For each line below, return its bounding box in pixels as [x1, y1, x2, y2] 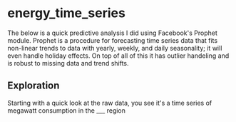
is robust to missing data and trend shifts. [7, 59, 130, 67]
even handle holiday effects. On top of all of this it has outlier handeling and [7, 51, 230, 60]
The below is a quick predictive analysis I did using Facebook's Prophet [7, 29, 217, 37]
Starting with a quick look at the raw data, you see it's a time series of [7, 98, 212, 107]
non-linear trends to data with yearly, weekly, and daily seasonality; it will [7, 44, 222, 52]
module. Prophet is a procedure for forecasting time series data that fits [7, 36, 218, 44]
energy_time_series [7, 5, 126, 21]
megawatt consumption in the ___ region [7, 106, 126, 115]
